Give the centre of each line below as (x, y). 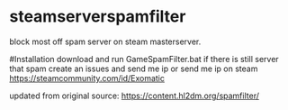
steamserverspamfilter (98, 17)
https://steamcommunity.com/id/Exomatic (87, 78)
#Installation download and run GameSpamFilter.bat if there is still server (144, 59)
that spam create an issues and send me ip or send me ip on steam (134, 69)
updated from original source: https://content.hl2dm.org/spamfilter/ (134, 96)
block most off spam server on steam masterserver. (105, 41)
